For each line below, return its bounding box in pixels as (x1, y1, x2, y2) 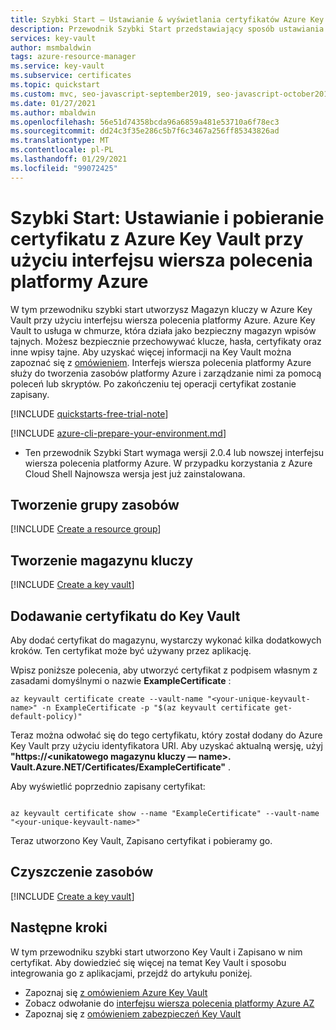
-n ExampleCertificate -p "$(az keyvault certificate (41, 703, 271, 713)
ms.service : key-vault (10, 61, 105, 71)
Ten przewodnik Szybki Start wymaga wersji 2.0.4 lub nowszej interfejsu (24, 446, 325, 458)
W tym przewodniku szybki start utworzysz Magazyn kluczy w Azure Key (10, 303, 313, 315)
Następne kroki (10, 919, 108, 936)
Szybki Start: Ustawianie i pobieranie (10, 206, 325, 229)
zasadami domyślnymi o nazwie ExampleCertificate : (10, 675, 232, 686)
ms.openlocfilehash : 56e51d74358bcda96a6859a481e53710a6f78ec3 (10, 117, 280, 127)
